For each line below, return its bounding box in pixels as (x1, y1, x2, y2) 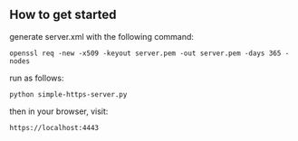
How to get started (9, 7, 117, 23)
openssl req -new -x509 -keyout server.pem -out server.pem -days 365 (9, 49, 282, 58)
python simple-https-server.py (9, 89, 128, 99)
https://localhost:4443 (9, 123, 100, 132)
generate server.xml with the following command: (9, 31, 195, 42)
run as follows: (9, 72, 64, 83)
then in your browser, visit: (9, 106, 109, 117)
